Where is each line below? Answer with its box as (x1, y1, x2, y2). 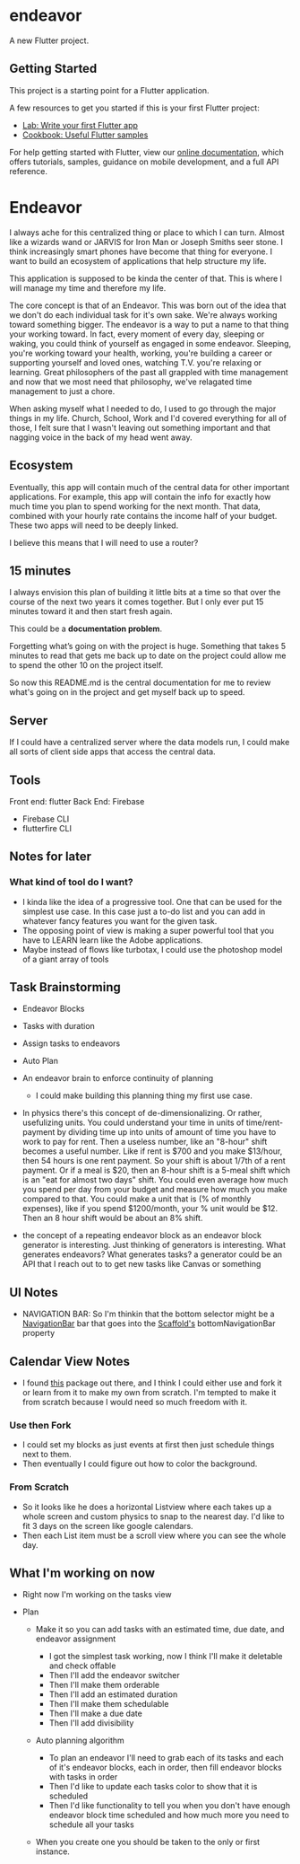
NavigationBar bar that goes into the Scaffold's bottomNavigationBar (21, 1318, 276, 1329)
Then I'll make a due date (48, 1708, 143, 1719)
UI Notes (9, 1285, 58, 1300)
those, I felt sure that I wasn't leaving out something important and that (9, 422, 271, 433)
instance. (35, 1846, 70, 1857)
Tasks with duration (21, 1021, 96, 1032)
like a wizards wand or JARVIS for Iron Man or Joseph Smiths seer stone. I (9, 236, 284, 247)
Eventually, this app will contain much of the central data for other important (9, 481, 290, 492)
